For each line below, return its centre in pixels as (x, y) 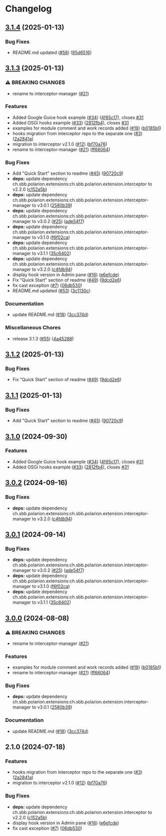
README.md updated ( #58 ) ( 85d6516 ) (52, 52)
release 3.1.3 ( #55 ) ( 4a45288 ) (43, 338)
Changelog (28, 9)
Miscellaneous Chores (33, 328)
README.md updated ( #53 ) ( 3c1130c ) (51, 291)
